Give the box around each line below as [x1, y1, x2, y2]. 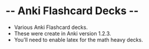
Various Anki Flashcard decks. [14, 24, 88, 31]
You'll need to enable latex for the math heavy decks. [14, 36, 144, 43]
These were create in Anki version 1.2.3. [14, 30, 111, 37]
